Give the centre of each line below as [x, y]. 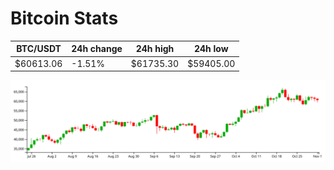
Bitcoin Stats [64, 18]
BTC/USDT [39, 49]
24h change [97, 49]
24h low [211, 49]
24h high [155, 49]
